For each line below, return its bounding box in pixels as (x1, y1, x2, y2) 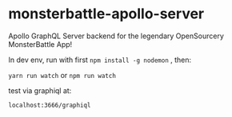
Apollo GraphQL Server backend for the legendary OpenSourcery (8, 31, 224, 41)
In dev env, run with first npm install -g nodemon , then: (8, 55, 192, 64)
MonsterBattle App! (8, 39, 73, 49)
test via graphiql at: (8, 85, 72, 96)
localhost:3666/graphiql (8, 101, 91, 109)
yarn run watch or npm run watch (8, 70, 116, 80)
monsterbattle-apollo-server (8, 5, 205, 23)
